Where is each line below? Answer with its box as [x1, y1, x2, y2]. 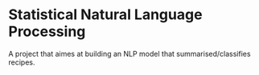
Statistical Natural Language [8, 6, 203, 24]
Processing [8, 22, 86, 41]
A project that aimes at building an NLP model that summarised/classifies [8, 49, 251, 58]
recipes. [8, 57, 35, 67]
